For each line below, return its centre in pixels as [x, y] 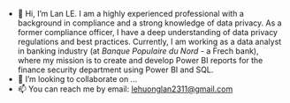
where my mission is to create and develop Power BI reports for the [140, 60]
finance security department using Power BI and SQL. [115, 70]
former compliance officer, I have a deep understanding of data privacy [148, 32]
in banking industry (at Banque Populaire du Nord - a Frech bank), [138, 51]
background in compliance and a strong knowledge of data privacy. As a [149, 23]
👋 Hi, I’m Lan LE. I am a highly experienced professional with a [131, 14]
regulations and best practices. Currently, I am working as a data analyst [149, 41]
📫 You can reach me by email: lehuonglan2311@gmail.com [125, 89]
